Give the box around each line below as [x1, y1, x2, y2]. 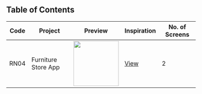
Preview [84, 27, 108, 35]
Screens [165, 30, 190, 39]
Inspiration [124, 27, 156, 35]
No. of [168, 22, 186, 31]
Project [38, 27, 60, 35]
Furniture [31, 55, 57, 64]
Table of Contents [6, 5, 75, 15]
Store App [31, 63, 60, 71]
